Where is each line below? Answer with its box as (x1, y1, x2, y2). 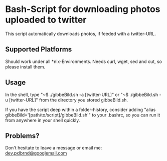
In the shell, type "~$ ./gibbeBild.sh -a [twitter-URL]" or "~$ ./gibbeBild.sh (5, 91, 158, 97)
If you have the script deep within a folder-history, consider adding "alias (5, 106, 156, 112)
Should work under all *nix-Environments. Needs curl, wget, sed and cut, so (5, 58, 162, 64)
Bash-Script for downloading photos (5, 3, 160, 15)
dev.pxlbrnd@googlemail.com (5, 150, 67, 156)
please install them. (5, 63, 46, 69)
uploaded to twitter (5, 14, 87, 25)
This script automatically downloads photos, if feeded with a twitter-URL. (5, 30, 156, 36)
